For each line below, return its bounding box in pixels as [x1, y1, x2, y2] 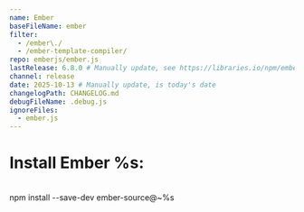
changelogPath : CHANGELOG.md [9, 88, 119, 97]
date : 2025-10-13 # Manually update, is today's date [9, 80, 217, 89]
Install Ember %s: [9, 152, 145, 173]
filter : [9, 30, 39, 39]
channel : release [9, 72, 75, 81]
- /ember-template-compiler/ [17, 47, 128, 56]
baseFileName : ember [9, 22, 88, 31]
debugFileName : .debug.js [9, 97, 107, 106]
